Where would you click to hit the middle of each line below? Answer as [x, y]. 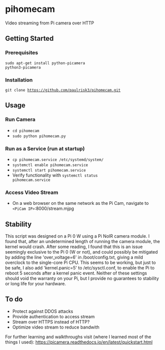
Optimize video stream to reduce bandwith [56, 327]
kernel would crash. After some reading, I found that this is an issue [74, 247]
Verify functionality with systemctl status [55, 175]
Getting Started [29, 39]
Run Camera [20, 119]
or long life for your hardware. [35, 284]
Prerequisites [22, 53]
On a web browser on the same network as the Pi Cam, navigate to [81, 203]
